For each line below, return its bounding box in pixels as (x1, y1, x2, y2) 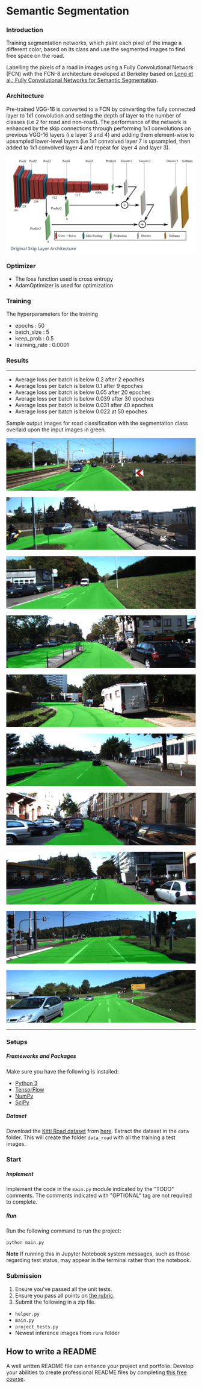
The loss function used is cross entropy (14, 275, 113, 283)
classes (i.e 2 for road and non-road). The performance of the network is (6, 118, 188, 125)
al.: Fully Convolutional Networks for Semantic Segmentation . (6, 77, 158, 84)
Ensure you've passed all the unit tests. (14, 1285, 112, 1293)
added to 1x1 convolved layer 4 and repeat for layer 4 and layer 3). (6, 143, 170, 151)
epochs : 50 (14, 322, 45, 330)
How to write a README (6, 1346, 97, 1357)
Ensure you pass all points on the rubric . (14, 1292, 115, 1299)
